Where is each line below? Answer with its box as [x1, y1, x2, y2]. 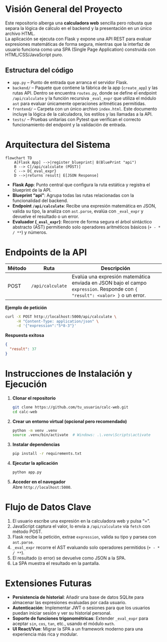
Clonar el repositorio [12, 395, 56, 401]
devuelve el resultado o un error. [12, 213, 80, 219]
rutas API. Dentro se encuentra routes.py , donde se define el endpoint [12, 90, 157, 96]
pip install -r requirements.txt [12, 451, 82, 456]
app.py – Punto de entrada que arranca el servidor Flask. [12, 79, 128, 85]
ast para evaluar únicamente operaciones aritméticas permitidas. [12, 101, 146, 107]
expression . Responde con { [72, 285, 138, 292]
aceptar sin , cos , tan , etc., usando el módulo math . [12, 621, 115, 627]
